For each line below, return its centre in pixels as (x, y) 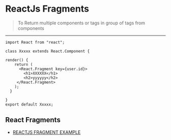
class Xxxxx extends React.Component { (48, 51)
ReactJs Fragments (47, 9)
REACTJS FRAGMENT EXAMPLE (47, 132)
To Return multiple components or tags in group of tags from (81, 23)
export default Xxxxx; (29, 104)
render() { (17, 60)
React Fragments (33, 120)
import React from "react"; (35, 42)
